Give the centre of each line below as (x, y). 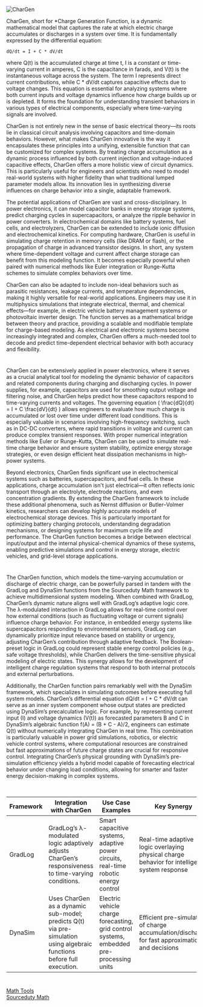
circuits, (111, 858)
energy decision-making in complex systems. (63, 776)
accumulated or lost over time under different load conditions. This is (92, 416)
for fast (149, 940)
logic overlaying (161, 847)
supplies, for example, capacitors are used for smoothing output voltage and (101, 390)
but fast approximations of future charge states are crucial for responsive (97, 750)
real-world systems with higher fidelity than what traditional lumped (90, 178)
